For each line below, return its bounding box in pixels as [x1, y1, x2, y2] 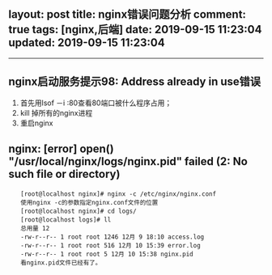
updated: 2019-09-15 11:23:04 [8, 36, 165, 50]
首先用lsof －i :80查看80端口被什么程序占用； [19, 98, 172, 108]
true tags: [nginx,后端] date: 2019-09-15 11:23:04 [8, 23, 262, 36]
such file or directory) [8, 167, 121, 181]
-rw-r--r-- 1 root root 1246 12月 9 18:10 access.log [19, 233, 205, 241]
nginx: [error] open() [8, 142, 115, 156]
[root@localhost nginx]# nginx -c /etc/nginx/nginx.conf [19, 190, 217, 198]
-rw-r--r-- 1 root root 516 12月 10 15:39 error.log [19, 242, 201, 250]
